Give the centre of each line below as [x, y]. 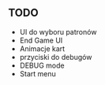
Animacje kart [42, 48]
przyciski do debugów [56, 57]
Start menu [38, 73]
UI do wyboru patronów [58, 31]
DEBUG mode [42, 65]
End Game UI [41, 40]
